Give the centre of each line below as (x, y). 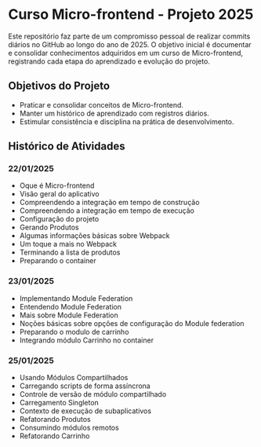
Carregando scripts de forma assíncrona (85, 386)
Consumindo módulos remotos (69, 428)
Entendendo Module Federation (71, 306)
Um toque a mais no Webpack (68, 244)
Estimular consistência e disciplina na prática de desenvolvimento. (127, 121)
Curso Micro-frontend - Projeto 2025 (131, 15)
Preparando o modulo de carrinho (74, 332)
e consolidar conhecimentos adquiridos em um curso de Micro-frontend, (126, 53)
